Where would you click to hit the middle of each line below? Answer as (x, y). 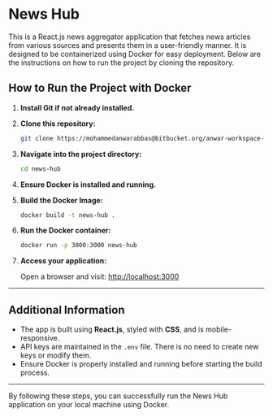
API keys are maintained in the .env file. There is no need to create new (139, 347)
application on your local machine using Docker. (89, 405)
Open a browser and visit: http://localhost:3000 (100, 276)
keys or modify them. (56, 355)
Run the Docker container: (65, 230)
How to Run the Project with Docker (100, 88)
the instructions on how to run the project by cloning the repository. (121, 63)
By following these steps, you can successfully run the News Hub (118, 396)
